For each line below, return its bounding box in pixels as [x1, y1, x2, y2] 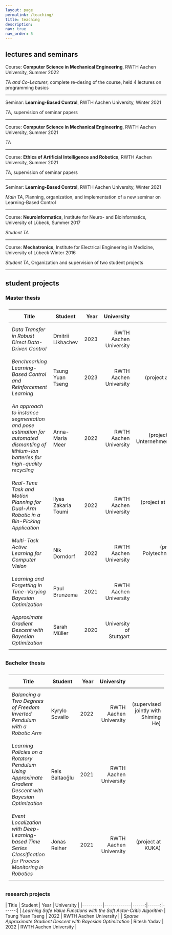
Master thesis [5, 295, 40, 302]
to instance [12, 409, 39, 416]
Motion [12, 492, 29, 499]
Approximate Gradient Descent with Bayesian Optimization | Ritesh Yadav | [5, 919, 164, 925]
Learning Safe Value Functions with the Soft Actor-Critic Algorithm [22, 907, 163, 914]
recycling [12, 466, 34, 474]
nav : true [5, 27, 27, 32]
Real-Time [12, 479, 38, 486]
